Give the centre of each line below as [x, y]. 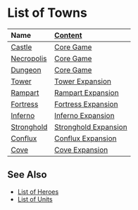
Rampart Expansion [86, 93]
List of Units [35, 199]
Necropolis [29, 58]
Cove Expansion [81, 150]
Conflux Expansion [85, 138]
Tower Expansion [82, 81]
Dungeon [26, 70]
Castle [21, 47]
